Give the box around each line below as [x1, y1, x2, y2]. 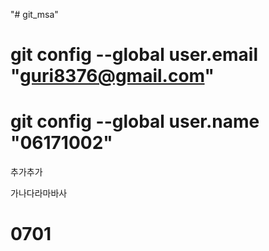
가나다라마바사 [10, 187, 68, 199]
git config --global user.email [10, 44, 259, 66]
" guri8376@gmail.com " [10, 65, 215, 88]
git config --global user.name [10, 110, 260, 133]
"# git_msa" [10, 9, 59, 20]
